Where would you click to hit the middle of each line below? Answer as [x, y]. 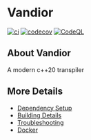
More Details [35, 92]
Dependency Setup [44, 108]
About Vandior [39, 53]
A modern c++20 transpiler [46, 69]
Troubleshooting [40, 122]
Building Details [39, 115]
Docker [28, 130]
